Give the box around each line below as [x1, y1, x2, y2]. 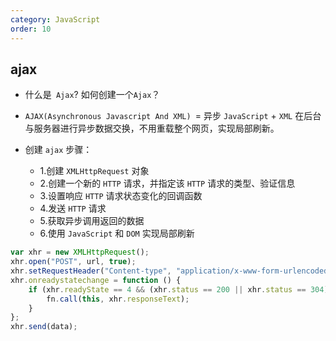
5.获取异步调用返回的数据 [39, 215, 145, 227]
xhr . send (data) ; [10, 322, 78, 332]
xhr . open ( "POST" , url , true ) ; [10, 257, 137, 267]
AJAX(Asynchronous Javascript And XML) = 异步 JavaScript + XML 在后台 [24, 110, 322, 122]
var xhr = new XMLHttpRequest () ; [10, 247, 150, 258]
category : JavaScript [10, 14, 101, 25]
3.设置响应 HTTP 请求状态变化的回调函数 [39, 190, 203, 202]
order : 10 [10, 24, 52, 34]
